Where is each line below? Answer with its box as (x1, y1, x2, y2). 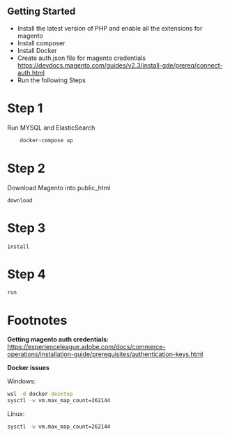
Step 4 (7, 266, 47, 282)
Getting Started (7, 6, 76, 17)
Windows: (7, 377, 36, 385)
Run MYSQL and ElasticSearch (7, 123, 95, 132)
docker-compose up (20, 137, 73, 144)
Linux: (7, 410, 25, 418)
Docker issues (7, 364, 50, 372)
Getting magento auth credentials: (7, 335, 109, 344)
